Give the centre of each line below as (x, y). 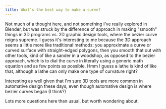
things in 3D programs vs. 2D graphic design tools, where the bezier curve (81, 34)
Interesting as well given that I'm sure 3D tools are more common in (74, 81)
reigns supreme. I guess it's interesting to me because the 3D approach (78, 40)
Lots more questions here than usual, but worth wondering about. (72, 101)
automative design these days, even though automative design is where (79, 86)
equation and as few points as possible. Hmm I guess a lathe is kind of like (81, 66)
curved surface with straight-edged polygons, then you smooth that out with (83, 50)
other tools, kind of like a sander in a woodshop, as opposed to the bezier (80, 55)
